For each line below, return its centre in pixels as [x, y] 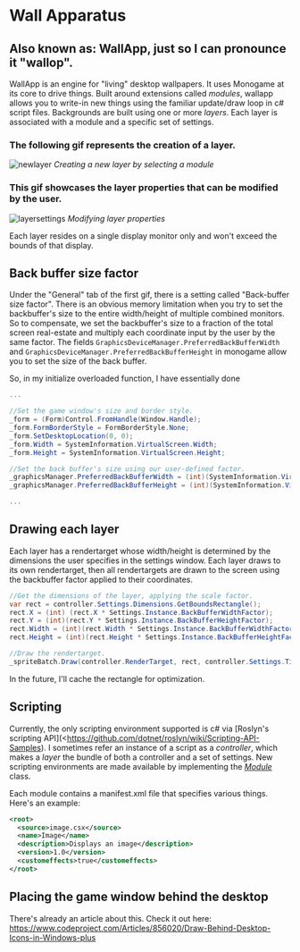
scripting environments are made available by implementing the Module [141, 766]
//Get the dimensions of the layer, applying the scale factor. [131, 595]
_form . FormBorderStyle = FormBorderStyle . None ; [100, 428]
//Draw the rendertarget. [57, 653]
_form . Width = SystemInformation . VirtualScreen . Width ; [113, 444]
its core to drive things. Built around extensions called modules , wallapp [142, 93]
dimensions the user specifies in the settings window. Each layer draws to [145, 560]
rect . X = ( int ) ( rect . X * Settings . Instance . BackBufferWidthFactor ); [142, 612]
